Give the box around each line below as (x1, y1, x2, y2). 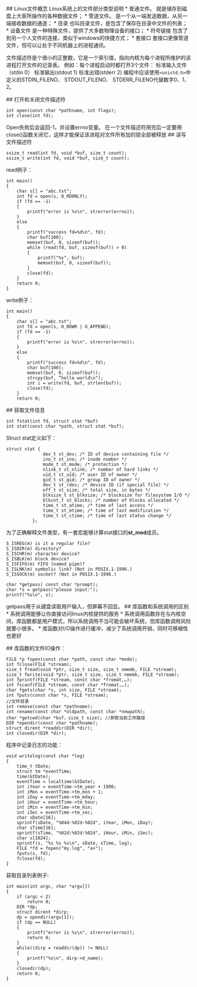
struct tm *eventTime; (16, 768, 72, 774)
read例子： (6, 166, 33, 173)
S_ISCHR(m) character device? (6, 551, 80, 557)
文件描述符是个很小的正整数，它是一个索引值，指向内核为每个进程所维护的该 (6, 55, 191, 61)
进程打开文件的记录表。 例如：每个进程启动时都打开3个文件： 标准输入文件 (6, 62, 187, 69)
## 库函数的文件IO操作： (6, 645, 66, 652)
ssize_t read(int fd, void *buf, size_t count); (6, 150, 127, 156)
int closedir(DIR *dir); (6, 730, 67, 736)
